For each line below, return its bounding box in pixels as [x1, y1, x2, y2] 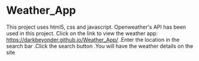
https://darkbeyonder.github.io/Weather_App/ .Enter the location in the [6, 36, 180, 43]
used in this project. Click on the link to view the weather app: [6, 29, 158, 36]
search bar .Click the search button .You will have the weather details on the [6, 42, 194, 50]
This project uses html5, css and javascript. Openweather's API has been [6, 23, 186, 30]
